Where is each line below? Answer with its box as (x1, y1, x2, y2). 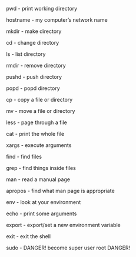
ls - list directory (6, 51, 46, 58)
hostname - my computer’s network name (6, 16, 108, 23)
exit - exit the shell (6, 233, 51, 240)
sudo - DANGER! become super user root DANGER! (6, 244, 131, 251)
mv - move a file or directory (6, 108, 75, 114)
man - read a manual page (6, 176, 71, 183)
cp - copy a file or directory (6, 96, 73, 103)
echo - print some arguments (6, 210, 77, 217)
